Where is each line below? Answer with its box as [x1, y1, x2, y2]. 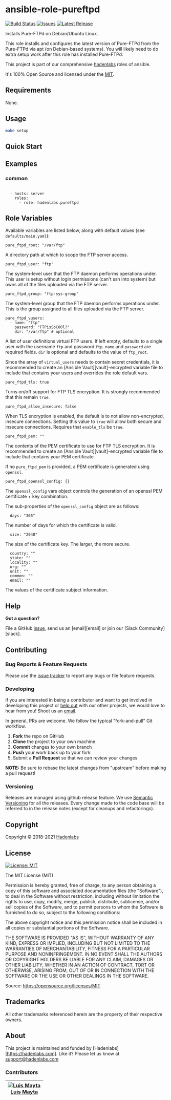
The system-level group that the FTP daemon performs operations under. [5, 301, 160, 307]
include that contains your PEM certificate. [5, 454, 95, 460]
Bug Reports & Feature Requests [5, 661, 88, 668]
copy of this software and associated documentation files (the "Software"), [5, 887, 164, 894]
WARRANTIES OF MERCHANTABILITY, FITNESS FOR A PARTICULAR [5, 946, 150, 952]
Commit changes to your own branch [12, 744, 92, 750]
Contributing [5, 645, 47, 654]
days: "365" [10, 513, 36, 518]
